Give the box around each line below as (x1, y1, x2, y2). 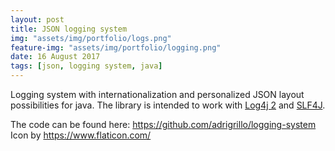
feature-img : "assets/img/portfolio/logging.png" (10, 42, 222, 53)
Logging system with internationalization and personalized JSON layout (10, 89, 305, 100)
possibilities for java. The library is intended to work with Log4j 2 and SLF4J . (10, 99, 326, 111)
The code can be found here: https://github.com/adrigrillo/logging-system (10, 119, 317, 130)
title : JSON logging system (10, 24, 128, 34)
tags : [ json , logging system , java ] (10, 61, 163, 71)
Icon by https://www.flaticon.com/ (10, 129, 152, 141)
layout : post (10, 14, 65, 25)
